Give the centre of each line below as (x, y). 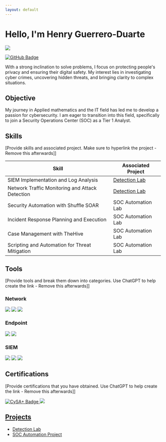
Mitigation (19, 251)
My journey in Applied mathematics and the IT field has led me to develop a (82, 110)
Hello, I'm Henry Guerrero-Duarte (75, 34)
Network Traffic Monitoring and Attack (52, 188)
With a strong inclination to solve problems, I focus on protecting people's (80, 67)
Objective (21, 98)
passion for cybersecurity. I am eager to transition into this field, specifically (82, 115)
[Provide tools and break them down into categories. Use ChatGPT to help (81, 281)
